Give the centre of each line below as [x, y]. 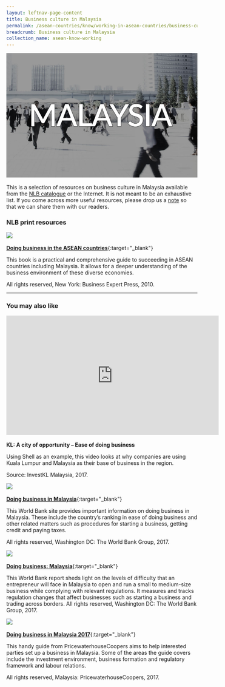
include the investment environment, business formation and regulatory [96, 659]
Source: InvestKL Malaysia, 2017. [47, 475]
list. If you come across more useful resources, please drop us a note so [96, 200]
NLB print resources [36, 222]
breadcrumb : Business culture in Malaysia [61, 32]
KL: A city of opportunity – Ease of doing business [71, 445]
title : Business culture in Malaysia [54, 19]
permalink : [20, 25]
